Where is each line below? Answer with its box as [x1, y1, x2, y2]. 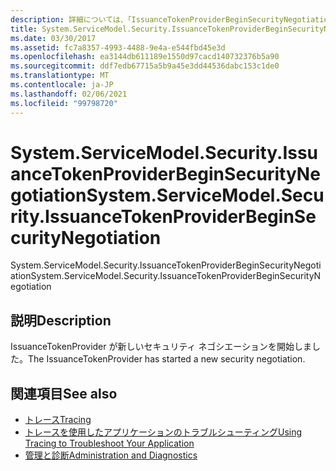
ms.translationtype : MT [10, 71, 110, 81]
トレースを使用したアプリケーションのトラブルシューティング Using [24, 426, 303, 438]
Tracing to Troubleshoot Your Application [24, 437, 195, 450]
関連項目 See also [10, 385, 118, 402]
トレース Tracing [24, 414, 92, 426]
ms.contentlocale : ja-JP [10, 80, 114, 90]
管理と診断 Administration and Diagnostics [24, 449, 198, 461]
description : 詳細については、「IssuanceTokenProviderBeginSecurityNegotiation [10, 14, 333, 25]
